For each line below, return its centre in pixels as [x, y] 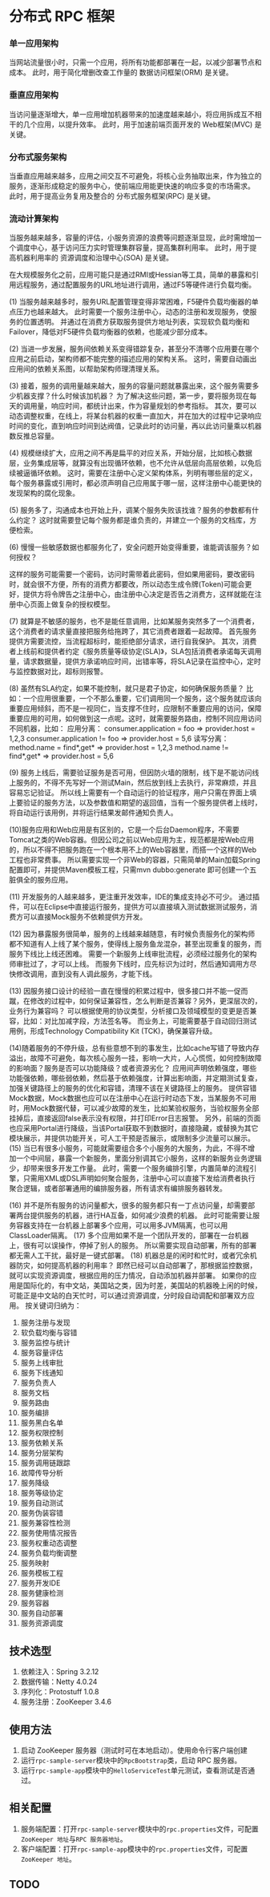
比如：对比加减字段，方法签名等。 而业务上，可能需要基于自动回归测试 [140, 1021]
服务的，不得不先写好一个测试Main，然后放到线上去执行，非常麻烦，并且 [136, 783]
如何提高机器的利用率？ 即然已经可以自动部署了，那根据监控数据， [147, 1265]
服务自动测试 [42, 1503]
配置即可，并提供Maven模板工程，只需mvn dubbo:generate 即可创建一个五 [133, 870]
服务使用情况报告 [49, 1533]
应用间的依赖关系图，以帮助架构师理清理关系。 [86, 369]
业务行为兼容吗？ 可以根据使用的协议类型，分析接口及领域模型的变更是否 [129, 1011]
